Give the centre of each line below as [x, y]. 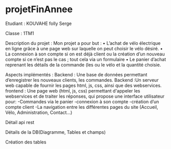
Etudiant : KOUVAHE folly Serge [39, 23]
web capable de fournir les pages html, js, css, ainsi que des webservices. [83, 85]
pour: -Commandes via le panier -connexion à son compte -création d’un [82, 101]
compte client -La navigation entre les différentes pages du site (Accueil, [82, 107]
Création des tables [26, 142]
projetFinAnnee [39, 9]
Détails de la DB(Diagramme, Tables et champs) [56, 132]
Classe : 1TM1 [20, 33]
